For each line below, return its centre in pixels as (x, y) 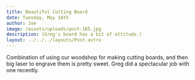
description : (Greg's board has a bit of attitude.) (74, 35)
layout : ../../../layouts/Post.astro (54, 40)
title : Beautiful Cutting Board (47, 12)
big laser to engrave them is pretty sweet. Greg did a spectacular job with (98, 64)
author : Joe (21, 23)
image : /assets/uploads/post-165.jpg (54, 29)
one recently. (23, 70)
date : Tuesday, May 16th (38, 18)
